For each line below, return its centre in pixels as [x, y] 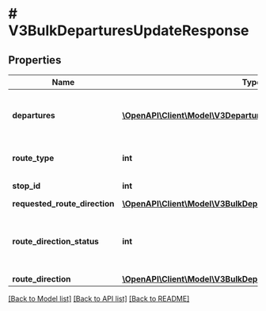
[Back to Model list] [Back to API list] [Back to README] [99, 299]
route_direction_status [55, 241]
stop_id [27, 186]
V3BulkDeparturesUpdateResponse [129, 31]
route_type [33, 158]
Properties [35, 60]
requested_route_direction [63, 203]
